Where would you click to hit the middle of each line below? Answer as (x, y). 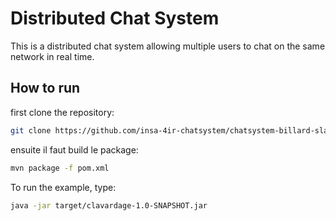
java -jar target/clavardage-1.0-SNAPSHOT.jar (109, 205)
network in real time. (52, 56)
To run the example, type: (63, 187)
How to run (45, 88)
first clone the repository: (62, 112)
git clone (31, 130)
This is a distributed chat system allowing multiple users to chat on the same (168, 46)
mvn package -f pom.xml (60, 168)
